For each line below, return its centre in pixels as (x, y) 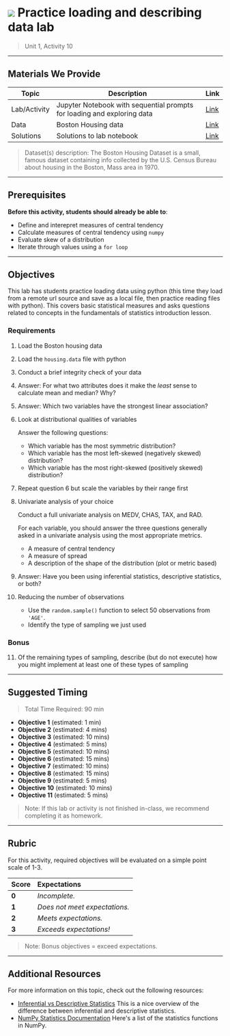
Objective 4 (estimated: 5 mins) (62, 744)
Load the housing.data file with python (72, 359)
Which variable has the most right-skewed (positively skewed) (115, 468)
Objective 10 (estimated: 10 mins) (65, 787)
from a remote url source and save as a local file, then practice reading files (114, 299)
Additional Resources (54, 974)
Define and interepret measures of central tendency (90, 225)
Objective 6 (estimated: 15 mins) (63, 759)
